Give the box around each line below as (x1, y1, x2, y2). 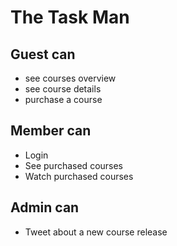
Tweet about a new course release (24, 226, 168, 238)
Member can (10, 122, 92, 140)
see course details (24, 83, 102, 95)
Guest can (10, 46, 76, 63)
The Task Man (10, 6, 130, 29)
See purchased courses (24, 159, 124, 171)
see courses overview (24, 72, 117, 84)
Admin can (10, 199, 80, 216)
